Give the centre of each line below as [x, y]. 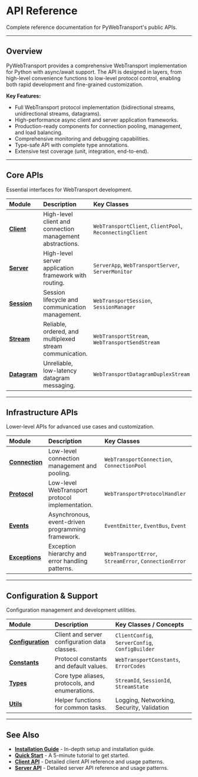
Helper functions [78, 700]
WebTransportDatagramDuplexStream [142, 374]
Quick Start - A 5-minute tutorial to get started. [72, 755]
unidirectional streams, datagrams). [58, 113]
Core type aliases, [80, 676]
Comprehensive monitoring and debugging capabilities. [82, 138]
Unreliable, [58, 363]
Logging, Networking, [145, 700]
